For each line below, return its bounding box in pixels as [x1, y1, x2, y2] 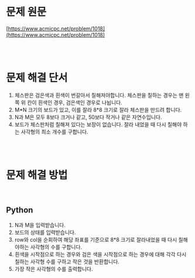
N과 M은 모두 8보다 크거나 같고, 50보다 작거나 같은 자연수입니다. [14, 114, 162, 121]
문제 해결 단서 [6, 71, 68, 85]
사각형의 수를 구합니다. [30, 243, 83, 250]
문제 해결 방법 [6, 169, 68, 182]
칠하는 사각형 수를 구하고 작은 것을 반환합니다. [14, 258, 120, 265]
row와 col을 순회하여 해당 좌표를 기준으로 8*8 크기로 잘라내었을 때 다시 [14, 236, 177, 243]
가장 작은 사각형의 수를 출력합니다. [14, 265, 93, 272]
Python [6, 205, 33, 215]
